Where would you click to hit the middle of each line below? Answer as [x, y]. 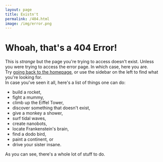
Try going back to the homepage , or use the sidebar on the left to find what [82, 72]
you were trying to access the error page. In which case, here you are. [77, 67]
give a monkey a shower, [38, 113]
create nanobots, [30, 123]
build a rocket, [27, 92]
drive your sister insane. [37, 145]
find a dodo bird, [29, 134]
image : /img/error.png [28, 23]
